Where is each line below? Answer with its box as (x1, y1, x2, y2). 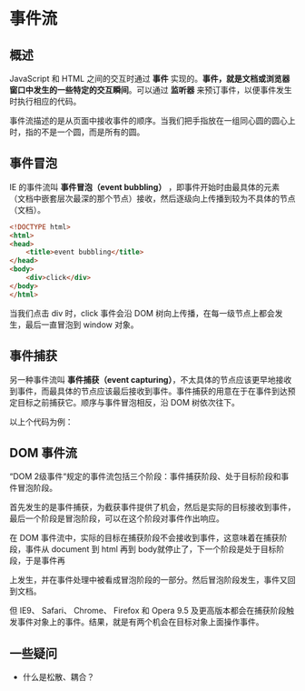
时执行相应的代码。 (9, 96, 82, 106)
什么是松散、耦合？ (22, 672, 95, 683)
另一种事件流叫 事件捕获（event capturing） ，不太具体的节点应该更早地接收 (9, 374, 292, 385)
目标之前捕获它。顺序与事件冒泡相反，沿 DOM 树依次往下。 (16, 396, 241, 407)
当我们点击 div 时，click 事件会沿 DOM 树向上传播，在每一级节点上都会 (9, 307, 275, 318)
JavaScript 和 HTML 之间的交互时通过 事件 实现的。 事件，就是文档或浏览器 (9, 74, 290, 84)
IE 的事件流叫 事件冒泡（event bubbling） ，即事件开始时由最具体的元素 (9, 181, 280, 192)
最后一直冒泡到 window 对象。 (25, 319, 139, 330)
